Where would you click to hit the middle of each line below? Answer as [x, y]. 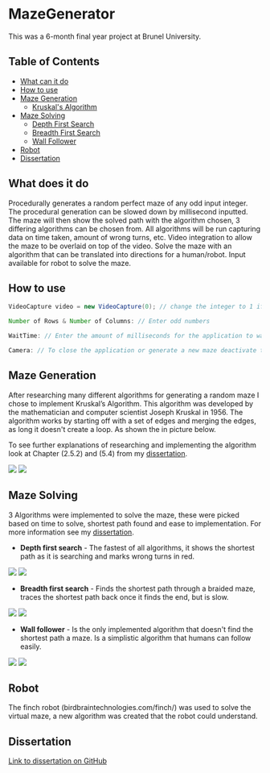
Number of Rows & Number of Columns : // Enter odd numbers [109, 322]
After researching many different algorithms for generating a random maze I [134, 395]
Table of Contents [54, 62]
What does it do [49, 183]
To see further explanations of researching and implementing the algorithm [133, 445]
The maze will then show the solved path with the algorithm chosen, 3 [124, 220]
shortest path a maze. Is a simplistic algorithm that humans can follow [135, 638]
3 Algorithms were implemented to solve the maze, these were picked [124, 515]
